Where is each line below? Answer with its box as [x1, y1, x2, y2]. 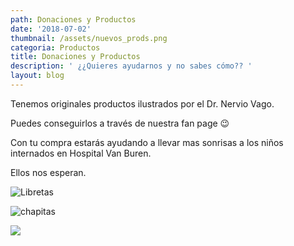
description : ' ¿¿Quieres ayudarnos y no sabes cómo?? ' [10, 61, 253, 71]
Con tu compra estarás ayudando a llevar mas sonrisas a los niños [10, 136, 284, 148]
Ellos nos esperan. [10, 166, 87, 178]
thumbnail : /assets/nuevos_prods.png [10, 33, 168, 43]
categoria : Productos [10, 42, 101, 53]
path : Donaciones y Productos [10, 14, 137, 25]
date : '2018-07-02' [10, 24, 92, 34]
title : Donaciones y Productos [10, 52, 141, 62]
